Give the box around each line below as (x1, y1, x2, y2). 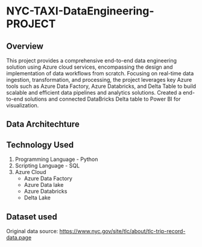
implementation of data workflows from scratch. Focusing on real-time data (6, 70, 194, 77)
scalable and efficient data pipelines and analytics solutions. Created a (6, 89, 182, 96)
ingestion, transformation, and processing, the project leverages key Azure (6, 77, 192, 83)
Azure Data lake (24, 181, 64, 189)
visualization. (6, 102, 39, 109)
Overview (6, 41, 44, 51)
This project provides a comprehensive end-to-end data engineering (6, 57, 177, 64)
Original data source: (6, 228, 58, 235)
